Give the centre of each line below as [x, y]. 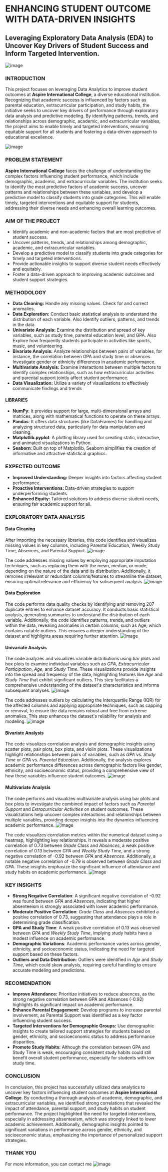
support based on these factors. [45, 954]
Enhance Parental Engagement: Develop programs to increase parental [86, 1010]
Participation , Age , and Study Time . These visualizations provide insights [80, 669]
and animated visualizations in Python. [52, 443]
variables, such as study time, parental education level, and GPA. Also [84, 335]
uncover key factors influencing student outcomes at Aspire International [81, 1092]
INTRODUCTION [25, 78]
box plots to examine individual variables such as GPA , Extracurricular [77, 664]
